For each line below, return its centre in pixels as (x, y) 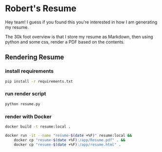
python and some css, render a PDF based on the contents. (65, 42)
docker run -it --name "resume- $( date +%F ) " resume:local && (69, 135)
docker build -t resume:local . (38, 127)
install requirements (29, 71)
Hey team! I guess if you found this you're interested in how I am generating (81, 22)
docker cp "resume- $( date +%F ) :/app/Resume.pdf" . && (70, 140)
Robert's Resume (41, 9)
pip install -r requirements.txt (39, 81)
